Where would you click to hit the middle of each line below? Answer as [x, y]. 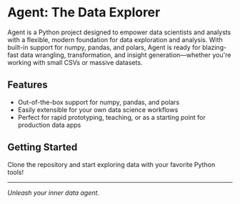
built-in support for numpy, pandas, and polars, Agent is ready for [104, 47]
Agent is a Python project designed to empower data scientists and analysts [119, 32]
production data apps [49, 125]
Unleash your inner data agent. [54, 193]
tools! [16, 172]
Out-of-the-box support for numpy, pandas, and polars [99, 102]
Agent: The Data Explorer [84, 12]
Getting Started [42, 147]
